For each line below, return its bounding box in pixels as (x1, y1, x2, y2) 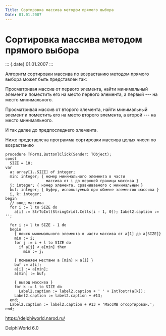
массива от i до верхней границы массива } (45, 179, 139, 184)
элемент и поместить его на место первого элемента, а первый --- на (5, 91, 158, 97)
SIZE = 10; (10, 161, 33, 166)
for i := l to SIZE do (10, 205, 58, 210)
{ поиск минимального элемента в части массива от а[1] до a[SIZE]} (14, 232, 161, 237)
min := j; (23, 249, 44, 254)
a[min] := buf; (14, 271, 46, 276)
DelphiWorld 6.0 (5, 325, 39, 331)
